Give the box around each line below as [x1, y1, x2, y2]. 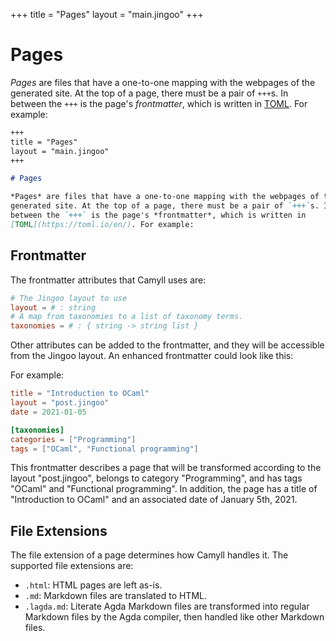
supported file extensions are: [10, 560, 134, 572]
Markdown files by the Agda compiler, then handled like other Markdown [24, 611, 325, 623]
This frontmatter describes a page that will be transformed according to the [10, 462, 322, 474]
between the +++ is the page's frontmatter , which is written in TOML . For [10, 97, 308, 109]
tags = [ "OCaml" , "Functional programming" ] [10, 444, 199, 454]
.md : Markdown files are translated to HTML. [24, 590, 208, 602]
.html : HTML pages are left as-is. [24, 579, 163, 591]
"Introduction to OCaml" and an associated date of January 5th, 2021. [10, 494, 298, 506]
